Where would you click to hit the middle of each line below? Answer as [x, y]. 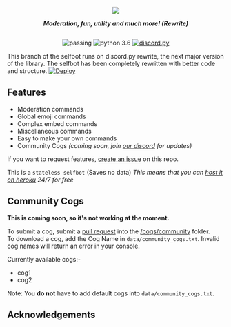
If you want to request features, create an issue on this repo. [93, 159]
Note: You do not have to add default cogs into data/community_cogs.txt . [111, 293]
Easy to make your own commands [67, 138]
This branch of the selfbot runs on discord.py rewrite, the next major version [115, 56]
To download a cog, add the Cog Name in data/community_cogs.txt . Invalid [113, 238]
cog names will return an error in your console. [73, 246]
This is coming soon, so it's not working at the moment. [88, 218]
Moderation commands [50, 109]
